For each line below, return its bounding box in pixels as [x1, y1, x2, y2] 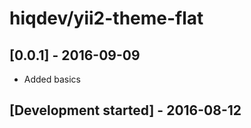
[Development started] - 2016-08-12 [9, 102, 242, 119]
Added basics [23, 73, 82, 85]
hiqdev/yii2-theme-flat [9, 7, 204, 30]
